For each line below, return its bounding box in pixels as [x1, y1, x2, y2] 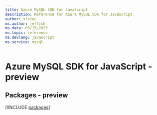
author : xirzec [5, 16, 37, 21]
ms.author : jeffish [5, 21, 46, 26]
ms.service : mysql [5, 40, 43, 45]
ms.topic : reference [5, 30, 48, 35]
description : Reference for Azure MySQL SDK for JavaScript [5, 12, 133, 17]
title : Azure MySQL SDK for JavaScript [5, 7, 88, 12]
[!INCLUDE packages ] [5, 104, 50, 110]
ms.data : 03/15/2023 [5, 26, 48, 31]
